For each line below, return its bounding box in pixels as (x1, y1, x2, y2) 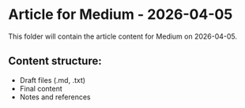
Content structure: (8, 54, 102, 68)
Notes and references (19, 92, 91, 102)
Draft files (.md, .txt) (19, 75, 85, 84)
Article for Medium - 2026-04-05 (8, 6, 233, 24)
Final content (19, 84, 63, 93)
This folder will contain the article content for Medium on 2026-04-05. (8, 32, 238, 41)
